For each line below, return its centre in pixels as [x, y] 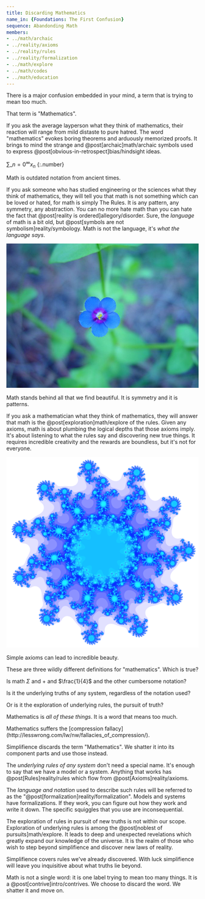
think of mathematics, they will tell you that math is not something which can [102, 196]
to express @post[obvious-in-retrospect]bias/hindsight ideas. [84, 151]
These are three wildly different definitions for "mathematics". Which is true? [103, 669]
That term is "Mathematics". [41, 114]
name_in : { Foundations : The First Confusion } [65, 19]
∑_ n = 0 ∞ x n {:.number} [35, 164]
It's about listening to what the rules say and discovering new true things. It [101, 435]
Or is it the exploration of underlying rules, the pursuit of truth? [85, 705]
